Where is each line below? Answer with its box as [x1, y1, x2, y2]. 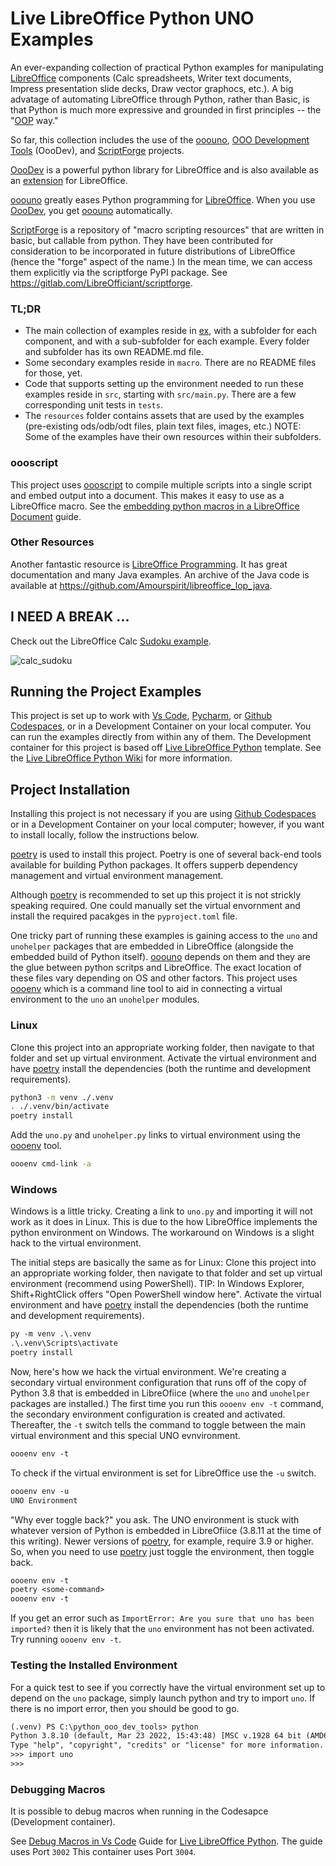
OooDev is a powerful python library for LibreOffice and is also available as [10, 163, 319, 176]
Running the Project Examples [10, 683, 202, 701]
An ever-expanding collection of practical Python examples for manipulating [10, 61, 324, 73]
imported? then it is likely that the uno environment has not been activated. [10, 1623, 315, 1635]
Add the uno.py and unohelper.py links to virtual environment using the [10, 1129, 302, 1141]
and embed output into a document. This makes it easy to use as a [10, 489, 285, 501]
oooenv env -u [10, 1486, 70, 1496]
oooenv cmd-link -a [10, 1159, 92, 1169]
